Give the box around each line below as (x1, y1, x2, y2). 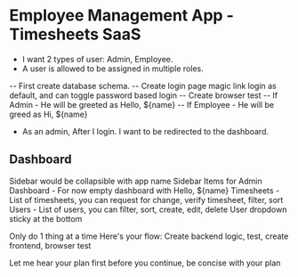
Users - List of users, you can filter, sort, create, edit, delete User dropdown (9, 204, 287, 215)
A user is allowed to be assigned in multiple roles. (21, 63, 204, 74)
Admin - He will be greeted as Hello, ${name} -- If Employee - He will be (9, 99, 274, 110)
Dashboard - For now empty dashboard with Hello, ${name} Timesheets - (9, 184, 280, 196)
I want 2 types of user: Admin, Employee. (21, 53, 173, 64)
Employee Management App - (9, 5, 234, 26)
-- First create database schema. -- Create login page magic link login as (9, 80, 278, 91)
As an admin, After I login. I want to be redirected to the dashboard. (21, 126, 270, 136)
